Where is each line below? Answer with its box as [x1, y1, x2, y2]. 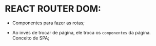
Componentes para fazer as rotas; [12, 20, 85, 26]
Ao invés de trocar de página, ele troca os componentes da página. [12, 29, 151, 35]
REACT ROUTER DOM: [5, 3, 101, 15]
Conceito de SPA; [12, 35, 50, 41]
